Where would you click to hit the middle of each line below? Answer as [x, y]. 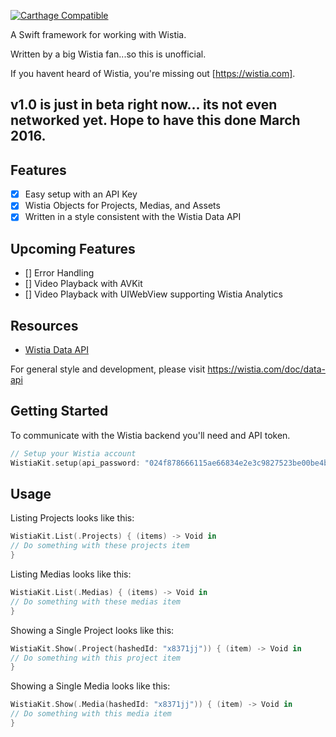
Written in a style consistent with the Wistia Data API [133, 217]
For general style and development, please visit [108, 369]
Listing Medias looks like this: [71, 574]
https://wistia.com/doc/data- [266, 369]
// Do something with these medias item [96, 601]
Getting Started [59, 411]
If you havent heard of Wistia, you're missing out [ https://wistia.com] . [153, 73]
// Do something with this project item [96, 658]
